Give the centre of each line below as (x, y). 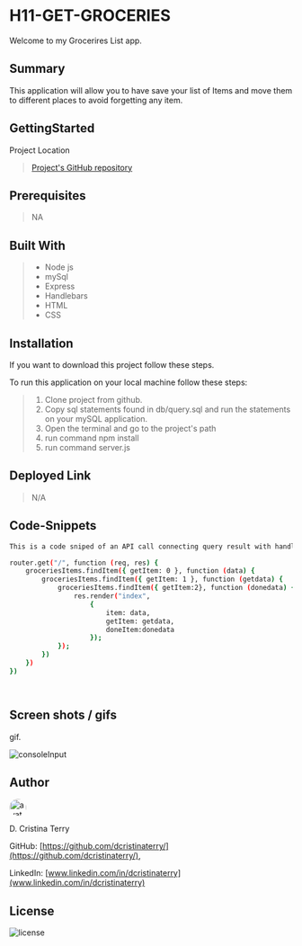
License (32, 910)
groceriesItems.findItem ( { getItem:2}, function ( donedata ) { (176, 588)
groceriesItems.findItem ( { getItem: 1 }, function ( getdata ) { (162, 580)
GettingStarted (52, 128)
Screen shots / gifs (63, 715)
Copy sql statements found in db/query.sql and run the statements (168, 409)
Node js (59, 267)
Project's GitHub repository (82, 167)
